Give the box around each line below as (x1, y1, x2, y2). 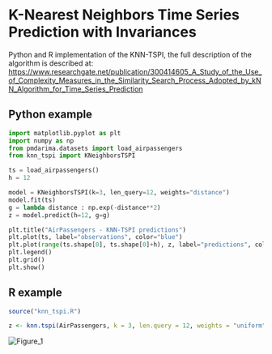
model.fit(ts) (8, 196, 57, 204)
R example (8, 286, 62, 300)
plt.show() (8, 263, 45, 271)
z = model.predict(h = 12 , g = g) (8, 211, 111, 220)
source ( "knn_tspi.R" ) (8, 307, 82, 315)
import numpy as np (8, 136, 74, 145)
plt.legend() (8, 249, 53, 257)
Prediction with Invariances (8, 23, 197, 41)
